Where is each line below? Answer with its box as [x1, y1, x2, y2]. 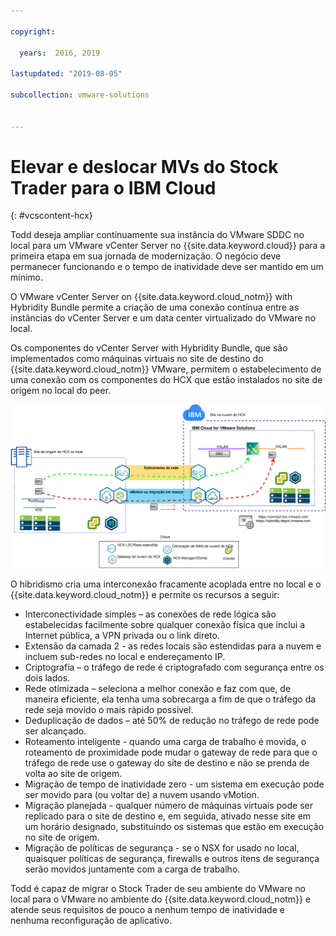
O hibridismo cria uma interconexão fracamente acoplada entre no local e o [10, 578, 322, 590]
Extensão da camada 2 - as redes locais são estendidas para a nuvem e [24, 640, 322, 652]
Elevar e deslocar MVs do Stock [10, 155, 279, 178]
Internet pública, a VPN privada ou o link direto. [24, 629, 220, 641]
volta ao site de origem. [24, 767, 123, 779]
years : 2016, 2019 [19, 48, 101, 58]
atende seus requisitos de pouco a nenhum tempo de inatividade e [10, 903, 285, 915]
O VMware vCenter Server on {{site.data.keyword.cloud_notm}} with [10, 291, 293, 303]
